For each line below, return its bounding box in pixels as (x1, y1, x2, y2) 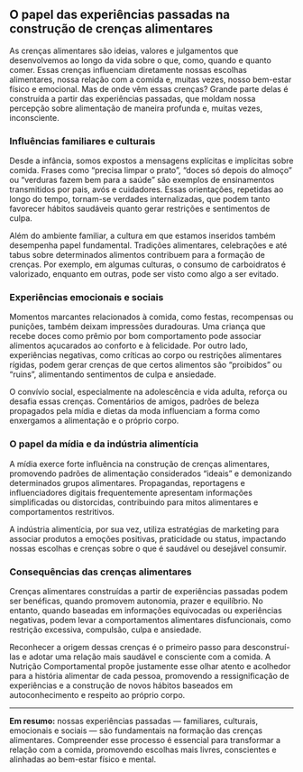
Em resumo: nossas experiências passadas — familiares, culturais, (9, 716, 259, 726)
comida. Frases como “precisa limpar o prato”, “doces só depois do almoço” (9, 165, 293, 176)
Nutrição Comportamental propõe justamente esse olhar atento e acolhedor (9, 661, 291, 671)
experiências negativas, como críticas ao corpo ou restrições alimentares (9, 350, 282, 361)
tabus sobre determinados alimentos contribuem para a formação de (9, 250, 266, 261)
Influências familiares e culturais (9, 134, 156, 147)
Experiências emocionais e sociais (9, 291, 164, 304)
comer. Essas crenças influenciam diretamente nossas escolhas (9, 64, 248, 75)
